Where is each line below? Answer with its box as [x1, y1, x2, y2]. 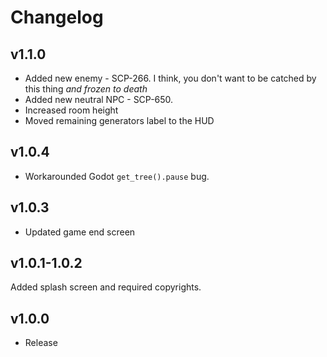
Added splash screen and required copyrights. [10, 281, 202, 293]
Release [24, 337, 58, 349]
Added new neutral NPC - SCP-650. [24, 94, 174, 105]
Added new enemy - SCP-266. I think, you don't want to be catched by [24, 72, 317, 84]
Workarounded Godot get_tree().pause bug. [24, 170, 210, 182]
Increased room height [24, 104, 119, 116]
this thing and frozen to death [24, 83, 148, 95]
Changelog [10, 6, 104, 29]
